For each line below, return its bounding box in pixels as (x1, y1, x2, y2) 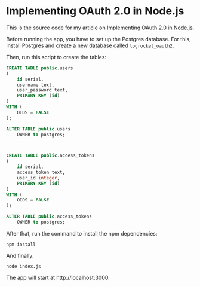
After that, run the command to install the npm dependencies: (6, 230, 158, 237)
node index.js (6, 263, 42, 270)
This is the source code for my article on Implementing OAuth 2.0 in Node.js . (6, 24, 195, 31)
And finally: (6, 252, 34, 259)
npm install (6, 241, 36, 248)
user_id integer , (17, 175, 60, 181)
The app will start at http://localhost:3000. (6, 274, 110, 281)
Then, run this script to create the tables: (6, 53, 106, 60)
